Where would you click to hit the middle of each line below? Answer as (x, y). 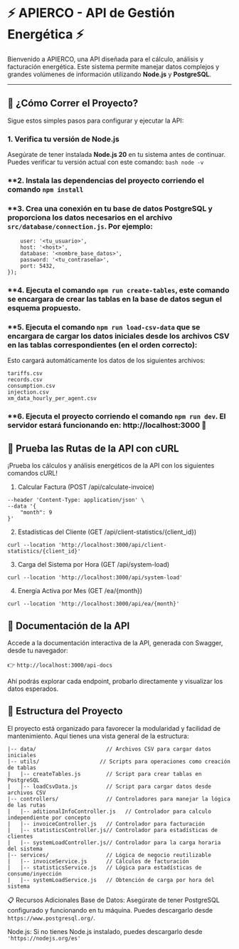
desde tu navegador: (38, 651)
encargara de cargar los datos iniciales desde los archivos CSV (118, 337)
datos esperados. (33, 689)
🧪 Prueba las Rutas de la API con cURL (93, 448)
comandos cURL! (33, 473)
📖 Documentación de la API (69, 626)
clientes (20, 836)
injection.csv (28, 392)
